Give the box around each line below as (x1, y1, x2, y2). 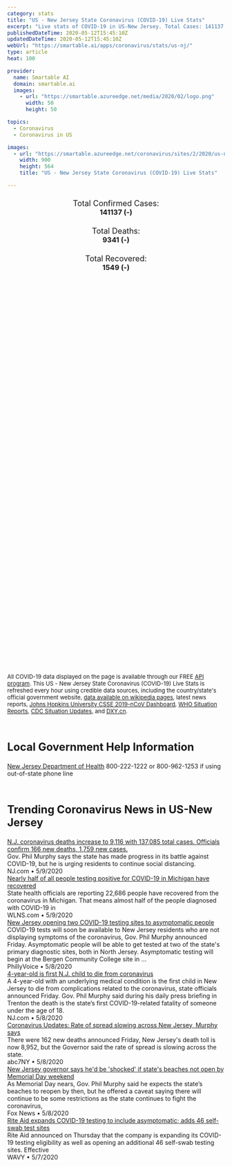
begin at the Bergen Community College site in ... (7, 954, 147, 963)
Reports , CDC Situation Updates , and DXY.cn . (7, 707, 128, 715)
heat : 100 (7, 55, 36, 62)
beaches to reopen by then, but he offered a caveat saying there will (7, 1087, 202, 1095)
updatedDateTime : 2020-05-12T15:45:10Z (7, 36, 122, 43)
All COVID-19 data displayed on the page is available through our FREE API (7, 673, 204, 681)
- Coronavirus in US (13, 131, 72, 138)
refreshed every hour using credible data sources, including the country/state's (7, 686, 217, 695)
